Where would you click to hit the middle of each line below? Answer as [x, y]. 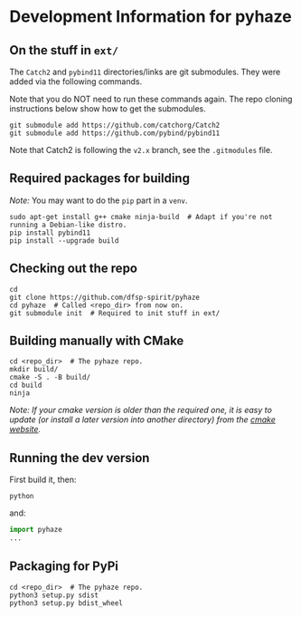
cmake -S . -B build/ [50, 378]
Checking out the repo [74, 269]
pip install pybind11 [50, 233]
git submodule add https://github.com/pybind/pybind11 [115, 133]
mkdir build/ [34, 370]
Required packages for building [99, 178]
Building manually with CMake [97, 341]
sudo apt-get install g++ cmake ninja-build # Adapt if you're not [141, 217]
